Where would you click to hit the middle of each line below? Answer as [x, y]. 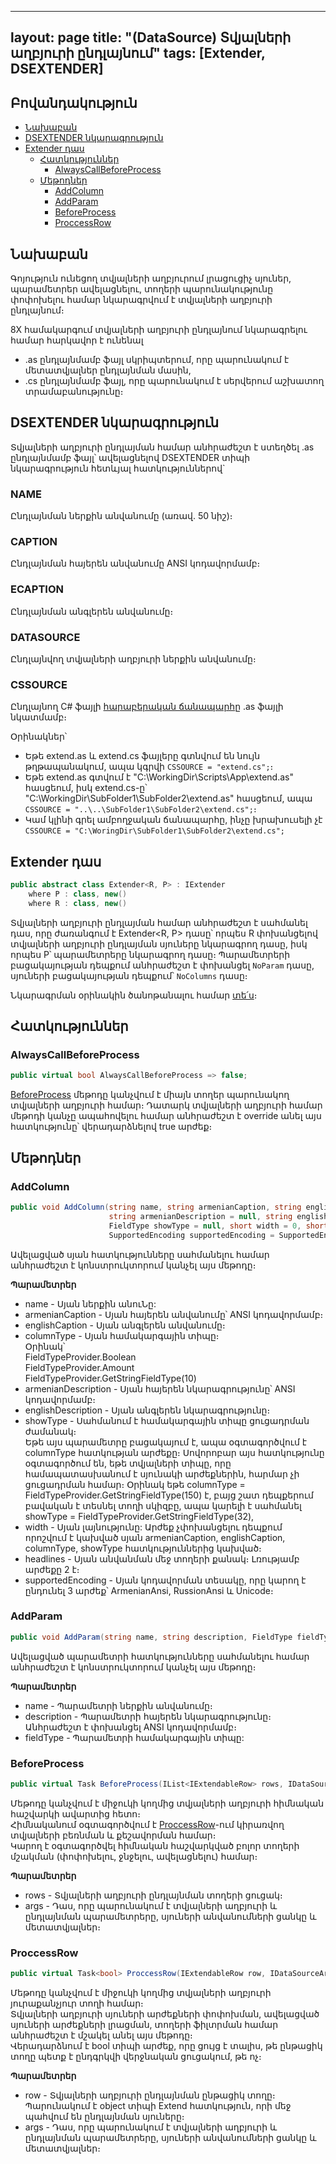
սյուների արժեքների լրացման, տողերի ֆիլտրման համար [144, 2025]
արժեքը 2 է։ [52, 1569]
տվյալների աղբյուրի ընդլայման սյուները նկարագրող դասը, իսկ [159, 943]
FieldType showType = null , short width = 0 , [205, 1226]
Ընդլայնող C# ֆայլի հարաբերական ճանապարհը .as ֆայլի [147, 707]
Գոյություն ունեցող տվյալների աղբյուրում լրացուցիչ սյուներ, [151, 278]
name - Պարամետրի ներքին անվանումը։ [118, 1705]
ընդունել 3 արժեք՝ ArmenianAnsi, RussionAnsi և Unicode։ [149, 1590]
